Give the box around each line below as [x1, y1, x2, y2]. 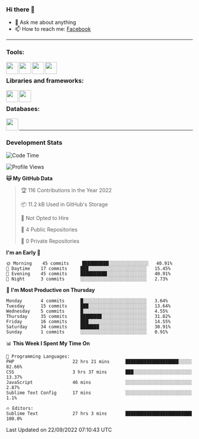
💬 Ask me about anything [14, 19, 76, 26]
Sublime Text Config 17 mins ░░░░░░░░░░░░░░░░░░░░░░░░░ [6, 390, 192, 396]
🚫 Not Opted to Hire [20, 215, 69, 222]
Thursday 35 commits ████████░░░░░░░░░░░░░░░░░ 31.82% [6, 314, 171, 320]
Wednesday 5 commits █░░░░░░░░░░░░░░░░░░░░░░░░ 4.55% [6, 308, 168, 314]
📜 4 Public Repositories [20, 226, 78, 233]
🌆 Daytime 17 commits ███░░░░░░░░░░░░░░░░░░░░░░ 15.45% [6, 266, 171, 272]
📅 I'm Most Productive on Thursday [6, 287, 95, 294]
